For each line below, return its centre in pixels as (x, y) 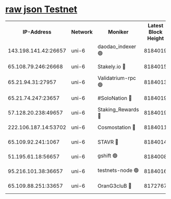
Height (156, 38)
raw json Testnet (41, 9)
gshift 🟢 (108, 156)
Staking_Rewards (118, 109)
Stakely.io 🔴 (112, 66)
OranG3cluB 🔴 (115, 186)
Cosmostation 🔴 (117, 127)
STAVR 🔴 (108, 142)
